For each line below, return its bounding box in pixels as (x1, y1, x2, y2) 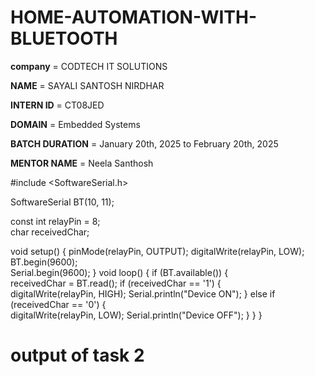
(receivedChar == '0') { (10, 298, 107, 310)
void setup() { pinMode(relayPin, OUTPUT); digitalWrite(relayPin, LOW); (10, 245, 305, 257)
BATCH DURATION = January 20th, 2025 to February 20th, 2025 (10, 137, 279, 150)
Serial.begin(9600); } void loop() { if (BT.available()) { (10, 266, 229, 278)
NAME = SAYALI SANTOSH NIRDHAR (10, 79, 165, 91)
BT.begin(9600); (10, 256, 78, 268)
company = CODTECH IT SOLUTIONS (10, 60, 168, 72)
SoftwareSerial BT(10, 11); (10, 196, 115, 208)
